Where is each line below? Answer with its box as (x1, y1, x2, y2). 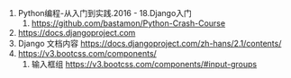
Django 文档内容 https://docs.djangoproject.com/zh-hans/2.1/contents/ (17, 39, 282, 48)
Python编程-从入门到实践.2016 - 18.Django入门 (17, 8, 192, 18)
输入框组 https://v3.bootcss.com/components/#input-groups (31, 59, 258, 69)
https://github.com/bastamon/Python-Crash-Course (31, 18, 226, 29)
